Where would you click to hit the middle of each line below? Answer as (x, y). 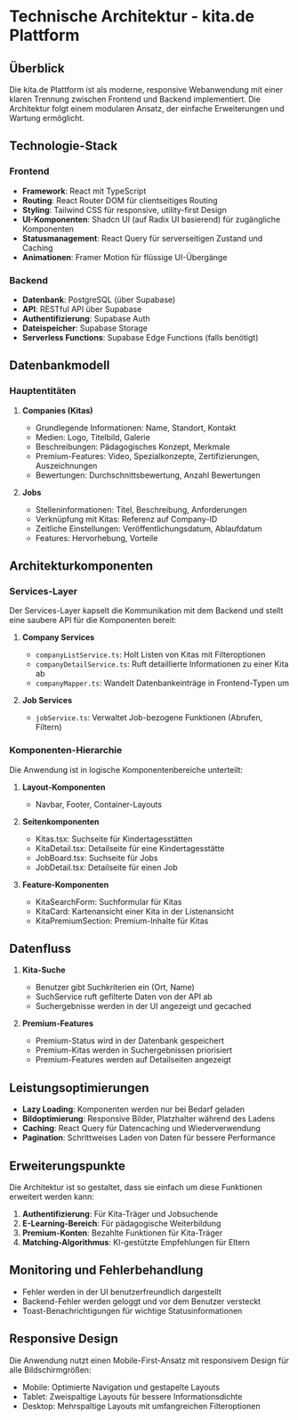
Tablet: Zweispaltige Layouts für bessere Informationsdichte (132, 1396)
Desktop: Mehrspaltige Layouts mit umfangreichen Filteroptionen (141, 1406)
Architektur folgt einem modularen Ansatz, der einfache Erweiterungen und (147, 108)
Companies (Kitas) (57, 410)
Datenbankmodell (60, 366)
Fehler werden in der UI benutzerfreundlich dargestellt (122, 1292)
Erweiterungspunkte (68, 1166)
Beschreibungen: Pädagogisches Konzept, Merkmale (133, 447)
